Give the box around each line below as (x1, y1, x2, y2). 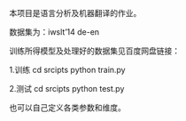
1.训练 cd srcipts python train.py (9, 65, 126, 75)
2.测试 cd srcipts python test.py (9, 84, 125, 93)
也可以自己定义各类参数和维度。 (9, 102, 126, 113)
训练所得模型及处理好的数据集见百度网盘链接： (9, 45, 180, 56)
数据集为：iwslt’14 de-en (9, 27, 100, 37)
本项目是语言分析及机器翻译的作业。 (9, 8, 142, 18)
